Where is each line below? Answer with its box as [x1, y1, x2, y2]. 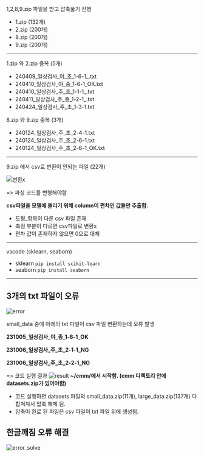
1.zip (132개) [15, 18, 46, 26]
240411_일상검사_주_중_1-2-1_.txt [15, 96, 95, 102]
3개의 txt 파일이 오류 [6, 291, 80, 302]
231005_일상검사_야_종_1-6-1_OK [6, 333, 89, 340]
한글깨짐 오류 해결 [6, 427, 69, 438]
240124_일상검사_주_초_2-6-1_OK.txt [15, 144, 105, 151]
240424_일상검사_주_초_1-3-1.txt [15, 103, 95, 110]
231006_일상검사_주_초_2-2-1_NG [6, 359, 90, 366]
